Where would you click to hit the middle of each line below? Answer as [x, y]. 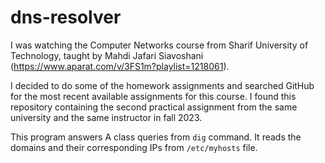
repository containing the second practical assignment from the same [154, 107]
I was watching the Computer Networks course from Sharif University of [159, 45]
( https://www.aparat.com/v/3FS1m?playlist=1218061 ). [120, 66]
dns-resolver [66, 17]
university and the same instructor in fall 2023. [106, 117]
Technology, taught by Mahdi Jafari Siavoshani [107, 55]
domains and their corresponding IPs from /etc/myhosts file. [134, 147]
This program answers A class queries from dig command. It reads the [156, 137]
